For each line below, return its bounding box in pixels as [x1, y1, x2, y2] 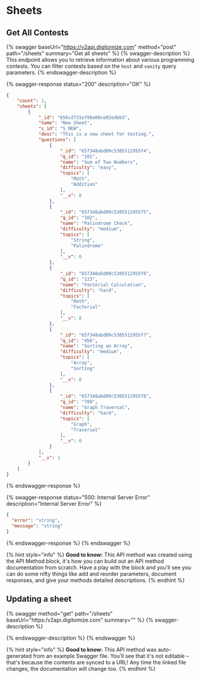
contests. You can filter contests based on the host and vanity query [6, 62, 177, 70]
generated [6, 652, 32, 659]
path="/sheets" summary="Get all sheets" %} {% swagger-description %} [6, 50, 190, 57]
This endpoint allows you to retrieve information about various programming [6, 56, 195, 63]
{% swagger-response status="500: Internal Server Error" [6, 494, 150, 501]
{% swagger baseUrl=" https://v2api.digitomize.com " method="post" [6, 43, 177, 50]
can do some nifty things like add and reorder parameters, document [6, 570, 177, 577]
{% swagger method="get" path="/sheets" [6, 610, 113, 617]
